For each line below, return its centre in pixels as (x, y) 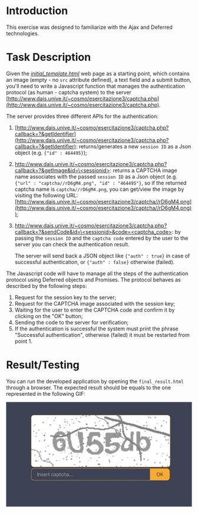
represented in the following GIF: (46, 393)
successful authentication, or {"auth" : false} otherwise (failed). (95, 262)
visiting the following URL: (46, 195)
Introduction (37, 11)
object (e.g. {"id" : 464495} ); (51, 153)
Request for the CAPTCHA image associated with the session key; (95, 303)
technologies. (23, 33)
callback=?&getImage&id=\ (47, 170)
